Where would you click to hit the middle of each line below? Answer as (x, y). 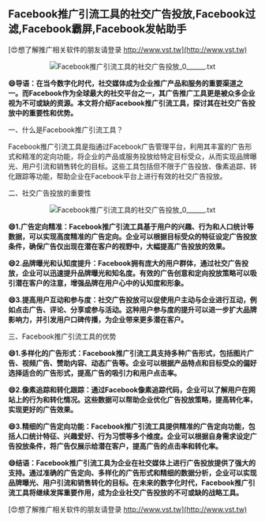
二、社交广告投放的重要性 (50, 193)
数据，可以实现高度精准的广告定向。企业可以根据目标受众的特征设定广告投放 (132, 236)
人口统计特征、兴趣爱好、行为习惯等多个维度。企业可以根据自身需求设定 (132, 436)
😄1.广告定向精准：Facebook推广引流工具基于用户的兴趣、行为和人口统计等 (131, 226)
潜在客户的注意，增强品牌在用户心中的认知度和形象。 (101, 282)
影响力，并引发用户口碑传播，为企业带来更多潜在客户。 (98, 320)
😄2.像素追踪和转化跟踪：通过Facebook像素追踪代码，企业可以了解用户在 (128, 389)
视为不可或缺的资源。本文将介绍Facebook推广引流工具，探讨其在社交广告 (128, 103)
